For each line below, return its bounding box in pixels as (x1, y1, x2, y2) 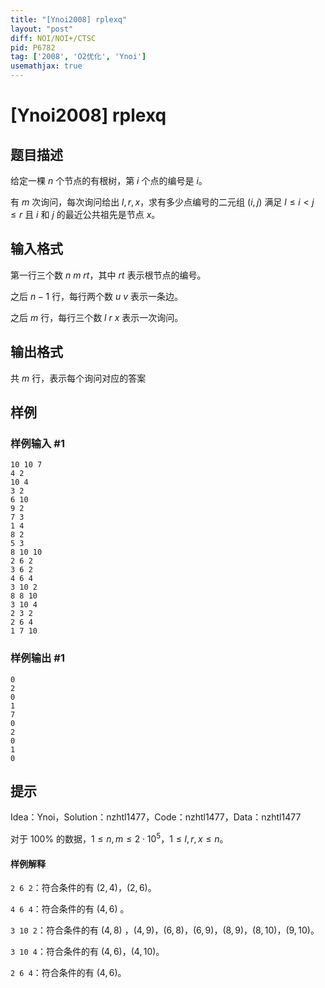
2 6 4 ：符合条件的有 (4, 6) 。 (10, 967, 127, 979)
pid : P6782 (10, 42, 56, 53)
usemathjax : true (10, 61, 83, 71)
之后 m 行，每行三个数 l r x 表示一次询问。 (10, 311, 184, 323)
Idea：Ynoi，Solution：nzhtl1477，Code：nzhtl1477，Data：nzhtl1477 (10, 811, 302, 823)
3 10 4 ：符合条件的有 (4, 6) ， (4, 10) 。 (10, 946, 165, 958)
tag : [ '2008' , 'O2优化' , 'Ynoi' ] (10, 52, 147, 62)
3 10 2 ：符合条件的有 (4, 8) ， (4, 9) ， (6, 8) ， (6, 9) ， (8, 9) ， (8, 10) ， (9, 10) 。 (10, 924, 320, 936)
